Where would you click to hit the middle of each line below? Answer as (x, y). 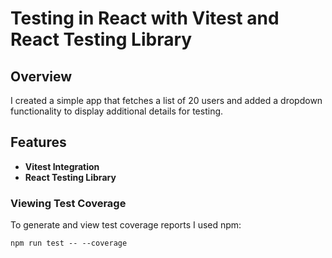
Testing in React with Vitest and (145, 18)
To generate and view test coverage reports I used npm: (126, 225)
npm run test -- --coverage (69, 243)
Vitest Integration (62, 166)
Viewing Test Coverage (68, 203)
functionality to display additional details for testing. (117, 111)
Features (38, 142)
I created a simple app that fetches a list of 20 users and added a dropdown (166, 100)
